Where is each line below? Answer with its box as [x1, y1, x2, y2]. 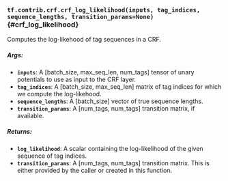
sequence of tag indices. [16, 152, 87, 160]
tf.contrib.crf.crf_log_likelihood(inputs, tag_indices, [7, 6, 201, 14]
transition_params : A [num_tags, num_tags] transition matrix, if [16, 105, 195, 113]
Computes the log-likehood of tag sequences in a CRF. [7, 36, 162, 44]
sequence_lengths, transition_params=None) [7, 13, 154, 20]
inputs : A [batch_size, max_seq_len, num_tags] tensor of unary [16, 68, 195, 76]
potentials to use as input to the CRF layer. [16, 75, 137, 84]
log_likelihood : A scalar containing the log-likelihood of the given [16, 145, 203, 153]
